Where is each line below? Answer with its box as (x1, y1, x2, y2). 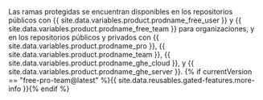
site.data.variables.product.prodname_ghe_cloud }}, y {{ (8, 58, 195, 68)
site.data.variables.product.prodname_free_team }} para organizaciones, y (8, 24, 255, 33)
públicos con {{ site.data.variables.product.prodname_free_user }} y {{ (8, 15, 242, 25)
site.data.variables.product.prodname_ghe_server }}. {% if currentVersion (8, 67, 253, 76)
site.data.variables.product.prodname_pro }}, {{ (8, 41, 166, 51)
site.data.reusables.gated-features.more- (117, 76, 256, 85)
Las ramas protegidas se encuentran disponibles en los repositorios (8, 7, 233, 16)
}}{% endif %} (23, 84, 70, 94)
